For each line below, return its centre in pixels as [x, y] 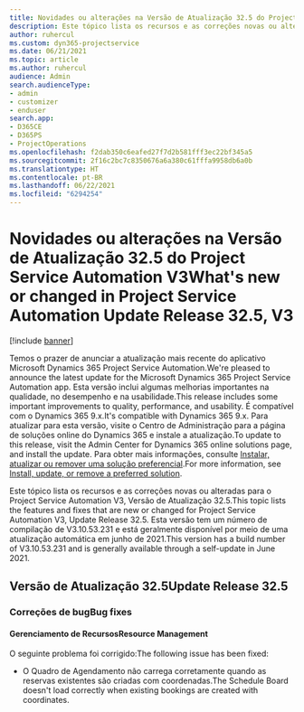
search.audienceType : [50, 85]
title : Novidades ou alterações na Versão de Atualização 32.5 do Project [153, 18]
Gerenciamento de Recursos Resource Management [109, 633]
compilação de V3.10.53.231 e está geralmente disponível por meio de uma [149, 529]
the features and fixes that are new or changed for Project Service [133, 510]
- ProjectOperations [48, 144]
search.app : [32, 118]
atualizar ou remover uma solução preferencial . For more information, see [146, 464]
